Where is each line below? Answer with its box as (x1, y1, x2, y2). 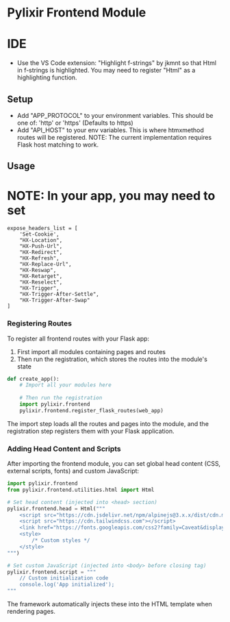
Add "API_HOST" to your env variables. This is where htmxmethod (16, 125, 204, 134)
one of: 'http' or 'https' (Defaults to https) (16, 119, 133, 127)
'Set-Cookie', (19, 231, 60, 238)
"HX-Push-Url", (19, 243, 63, 250)
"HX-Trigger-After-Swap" (19, 297, 90, 304)
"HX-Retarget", (19, 273, 63, 280)
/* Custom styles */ (31, 537, 90, 544)
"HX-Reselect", (19, 279, 63, 286)
